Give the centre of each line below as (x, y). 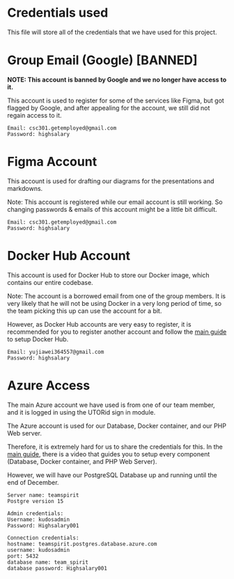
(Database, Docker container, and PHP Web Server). (82, 461)
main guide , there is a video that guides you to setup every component (109, 454)
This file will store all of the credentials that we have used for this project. (112, 32)
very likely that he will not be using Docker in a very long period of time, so (114, 303)
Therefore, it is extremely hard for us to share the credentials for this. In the (115, 447)
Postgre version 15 (36, 501)
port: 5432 (23, 556)
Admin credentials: (36, 514)
